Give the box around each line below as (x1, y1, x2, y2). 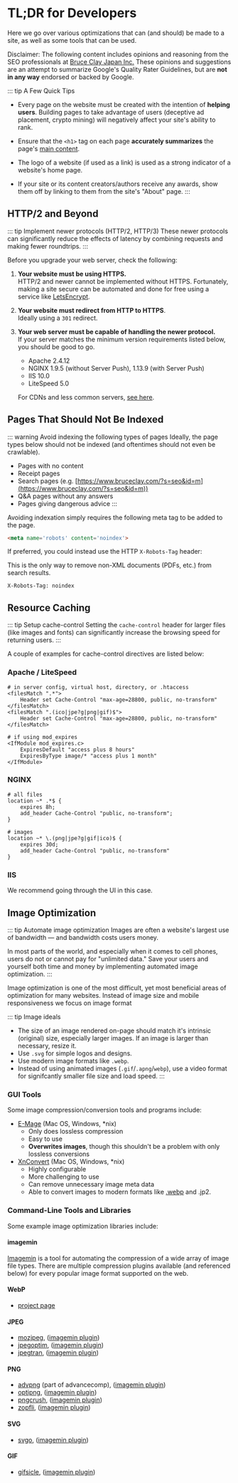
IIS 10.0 (28, 371, 50, 380)
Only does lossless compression (28, 1127, 124, 1136)
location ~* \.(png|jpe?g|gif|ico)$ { (7, 834, 122, 842)
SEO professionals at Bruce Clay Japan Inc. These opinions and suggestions (7, 57, 232, 66)
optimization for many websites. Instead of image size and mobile (7, 991, 200, 999)
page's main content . (17, 144, 80, 153)
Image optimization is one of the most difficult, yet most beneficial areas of (7, 983, 227, 992)
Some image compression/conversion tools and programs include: (7, 1106, 202, 1115)
